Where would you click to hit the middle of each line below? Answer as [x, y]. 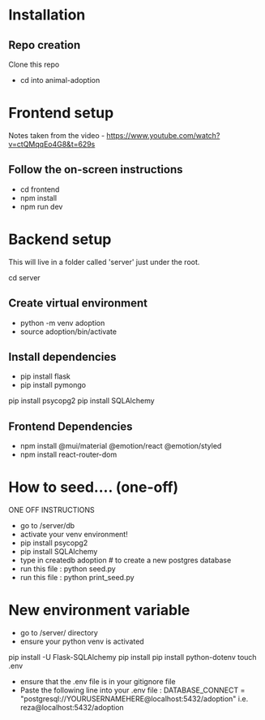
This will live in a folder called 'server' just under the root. [104, 262]
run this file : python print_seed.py [77, 578]
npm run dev [41, 206]
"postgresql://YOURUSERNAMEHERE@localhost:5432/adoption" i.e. [134, 699]
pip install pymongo [53, 385]
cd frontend [40, 189]
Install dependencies [62, 356]
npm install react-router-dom [68, 455]
